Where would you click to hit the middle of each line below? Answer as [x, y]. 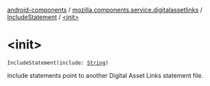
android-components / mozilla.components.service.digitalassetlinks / [105, 10]
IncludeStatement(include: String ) [58, 63]
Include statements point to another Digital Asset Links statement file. [105, 75]
